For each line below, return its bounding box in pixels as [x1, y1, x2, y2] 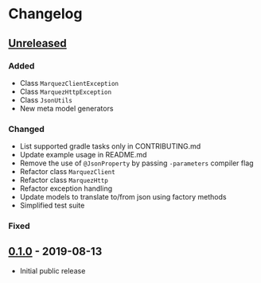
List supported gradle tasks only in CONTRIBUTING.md [19, 141, 201, 151]
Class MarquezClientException [19, 78, 119, 87]
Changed [8, 123, 45, 134]
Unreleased [8, 37, 68, 50]
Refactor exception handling [19, 184, 113, 193]
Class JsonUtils [19, 95, 73, 104]
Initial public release [19, 266, 86, 275]
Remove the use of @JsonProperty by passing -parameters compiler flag [19, 158, 254, 168]
